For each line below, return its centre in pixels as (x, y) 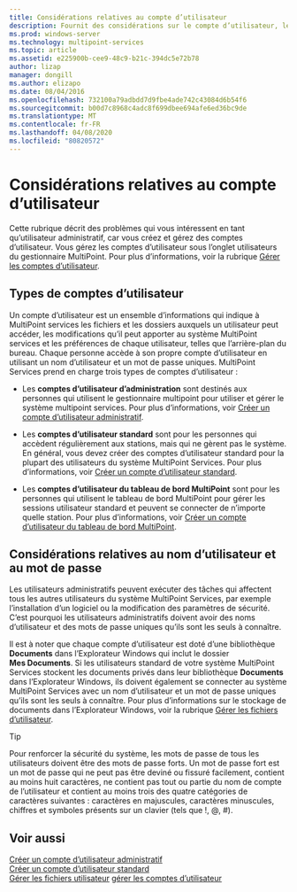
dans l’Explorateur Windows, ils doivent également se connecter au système (148, 682)
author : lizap (35, 67)
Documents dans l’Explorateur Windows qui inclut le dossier (119, 654)
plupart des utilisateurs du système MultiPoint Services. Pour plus (142, 462)
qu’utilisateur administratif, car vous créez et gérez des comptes (126, 237)
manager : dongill (41, 75)
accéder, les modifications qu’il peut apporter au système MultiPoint (133, 334)
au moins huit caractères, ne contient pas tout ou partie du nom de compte (145, 782)
